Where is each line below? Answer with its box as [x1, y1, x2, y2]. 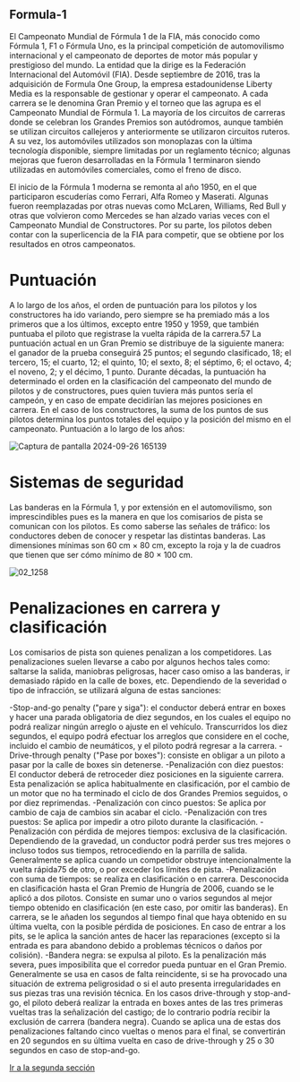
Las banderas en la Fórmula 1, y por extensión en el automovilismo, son [9, 502, 273, 512]
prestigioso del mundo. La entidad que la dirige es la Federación [9, 59, 246, 70]
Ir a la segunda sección [9, 1061, 96, 1073]
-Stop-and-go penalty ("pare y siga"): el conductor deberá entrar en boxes [9, 702, 287, 713]
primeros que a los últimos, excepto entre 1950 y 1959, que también [9, 318, 260, 330]
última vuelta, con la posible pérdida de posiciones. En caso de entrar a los [9, 921, 287, 932]
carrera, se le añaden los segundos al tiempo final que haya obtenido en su [9, 911, 287, 922]
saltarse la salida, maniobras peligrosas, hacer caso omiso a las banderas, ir [9, 666, 291, 676]
